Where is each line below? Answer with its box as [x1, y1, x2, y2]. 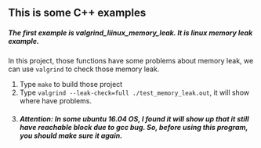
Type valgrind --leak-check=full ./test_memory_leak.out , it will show [19, 88, 249, 97]
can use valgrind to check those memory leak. [8, 64, 160, 74]
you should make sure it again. [19, 131, 123, 140]
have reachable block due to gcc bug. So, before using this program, [19, 122, 248, 132]
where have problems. [19, 96, 92, 106]
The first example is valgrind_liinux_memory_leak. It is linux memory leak [8, 27, 253, 38]
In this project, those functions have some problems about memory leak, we [8, 56, 254, 66]
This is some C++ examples [8, 6, 147, 20]
